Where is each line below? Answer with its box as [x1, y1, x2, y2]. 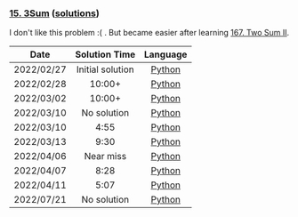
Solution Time [75, 48, 136, 60]
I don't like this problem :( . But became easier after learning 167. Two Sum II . [9, 28, 290, 38]
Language [143, 48, 188, 60]
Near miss [84, 150, 127, 163]
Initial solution [76, 63, 135, 76]
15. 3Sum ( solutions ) [9, 7, 100, 20]
